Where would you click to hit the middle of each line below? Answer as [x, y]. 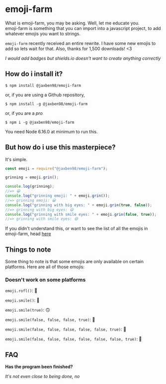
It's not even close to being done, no [42, 377]
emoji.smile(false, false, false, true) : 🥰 [50, 320]
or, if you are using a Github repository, [45, 95]
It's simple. [16, 159]
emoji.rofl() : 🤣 [21, 291]
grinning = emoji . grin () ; [32, 178]
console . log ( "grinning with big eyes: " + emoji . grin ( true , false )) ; [79, 205]
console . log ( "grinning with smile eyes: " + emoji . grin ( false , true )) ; [81, 214]
